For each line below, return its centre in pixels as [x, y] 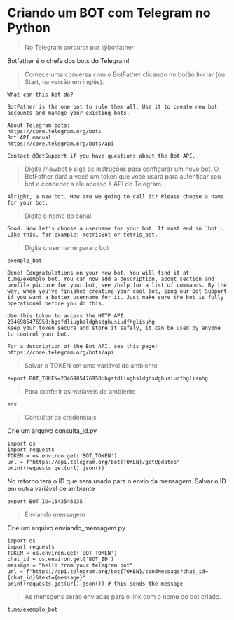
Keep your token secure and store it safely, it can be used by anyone [114, 328]
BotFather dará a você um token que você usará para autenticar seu [123, 176]
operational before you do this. [56, 303]
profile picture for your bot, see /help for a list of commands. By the [117, 285]
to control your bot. [39, 334]
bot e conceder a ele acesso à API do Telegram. [94, 184]
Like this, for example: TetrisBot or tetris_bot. [83, 235]
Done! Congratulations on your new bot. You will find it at [98, 273]
